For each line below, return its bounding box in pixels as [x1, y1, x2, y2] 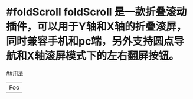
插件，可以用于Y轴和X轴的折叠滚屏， [6, 20, 187, 33]
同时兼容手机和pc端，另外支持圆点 [6, 35, 174, 48]
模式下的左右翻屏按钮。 [65, 49, 179, 63]
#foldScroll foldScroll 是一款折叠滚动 [6, 5, 187, 19]
